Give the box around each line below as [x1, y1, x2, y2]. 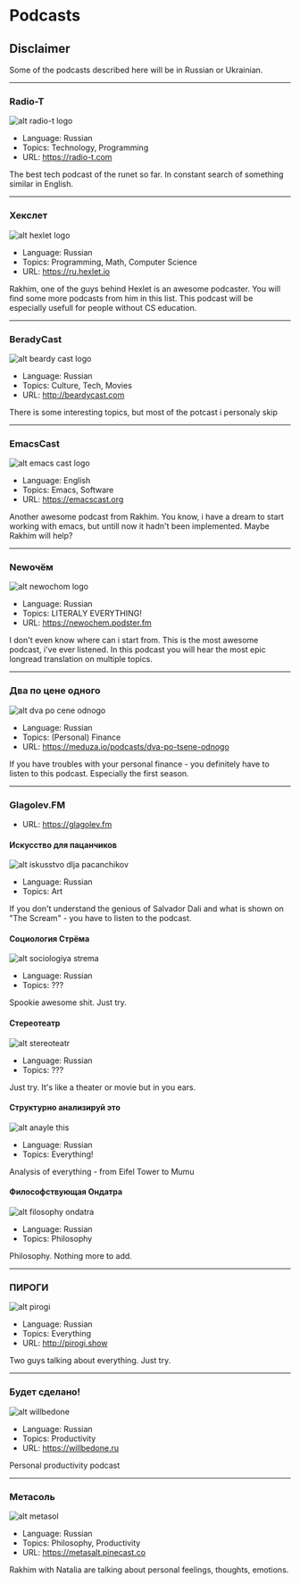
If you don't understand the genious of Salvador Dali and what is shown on [9, 903, 284, 914]
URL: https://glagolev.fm [21, 819, 112, 830]
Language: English [21, 475, 91, 486]
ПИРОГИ [9, 1281, 49, 1294]
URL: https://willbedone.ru [21, 1442, 119, 1453]
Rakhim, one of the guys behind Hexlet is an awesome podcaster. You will [9, 283, 281, 294]
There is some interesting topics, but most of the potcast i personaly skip [9, 406, 279, 417]
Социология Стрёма [9, 933, 90, 943]
